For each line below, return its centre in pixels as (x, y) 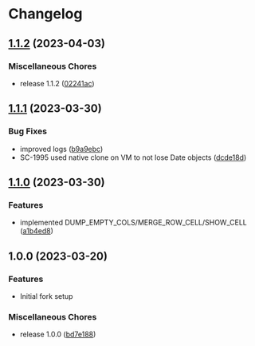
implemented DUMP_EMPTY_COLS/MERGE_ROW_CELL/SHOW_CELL (133, 223)
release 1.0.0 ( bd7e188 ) (58, 334)
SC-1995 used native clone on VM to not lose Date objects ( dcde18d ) (133, 157)
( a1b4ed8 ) (37, 231)
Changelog (45, 14)
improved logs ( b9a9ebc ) (61, 149)
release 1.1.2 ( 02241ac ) (57, 83)
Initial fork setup (46, 296)
